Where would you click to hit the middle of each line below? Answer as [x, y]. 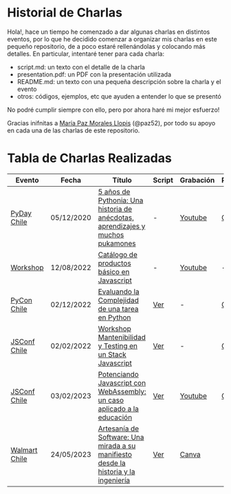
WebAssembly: [122, 391]
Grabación [197, 180]
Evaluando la [119, 291]
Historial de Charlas [65, 13]
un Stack [112, 354]
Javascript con [122, 382]
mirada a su [117, 446]
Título [122, 180]
